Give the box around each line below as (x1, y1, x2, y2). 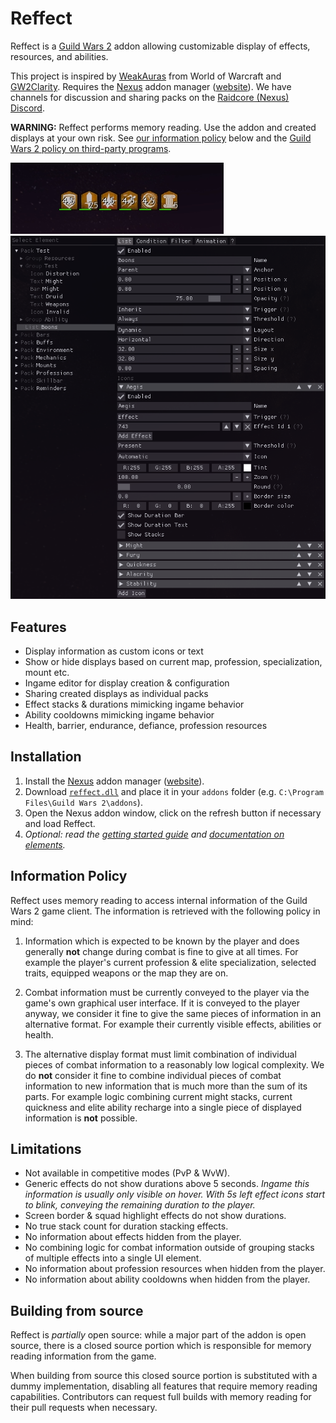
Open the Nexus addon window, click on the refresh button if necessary (24, 807, 322, 819)
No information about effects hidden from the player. (24, 1231, 242, 1243)
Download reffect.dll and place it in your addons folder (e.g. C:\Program (24, 785, 325, 797)
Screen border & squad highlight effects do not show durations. (24, 1210, 287, 1222)
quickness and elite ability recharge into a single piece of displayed (24, 1101, 302, 1113)
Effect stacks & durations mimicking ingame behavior (24, 698, 245, 710)
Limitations (10, 1141, 82, 1157)
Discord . (10, 102, 45, 114)
